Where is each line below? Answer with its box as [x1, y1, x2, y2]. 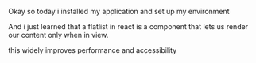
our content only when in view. [8, 31, 109, 39]
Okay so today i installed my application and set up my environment [8, 7, 230, 16]
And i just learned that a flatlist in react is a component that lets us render [8, 22, 249, 31]
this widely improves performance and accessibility [8, 46, 177, 54]
